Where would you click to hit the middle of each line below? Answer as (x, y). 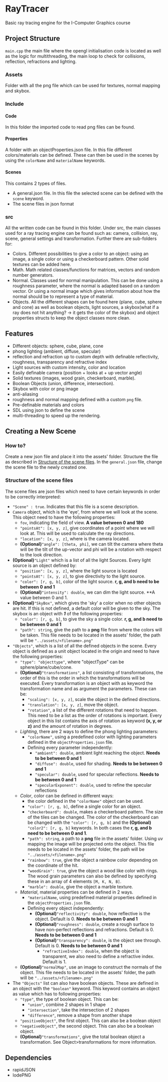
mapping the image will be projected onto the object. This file (91, 844)
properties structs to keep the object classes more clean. (71, 317)
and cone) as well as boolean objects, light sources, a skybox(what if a (86, 307)
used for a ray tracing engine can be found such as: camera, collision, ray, (82, 233)
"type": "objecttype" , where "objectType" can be (72, 662)
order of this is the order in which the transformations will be (82, 678)
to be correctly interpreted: (33, 496)
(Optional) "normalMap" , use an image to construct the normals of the (91, 967)
